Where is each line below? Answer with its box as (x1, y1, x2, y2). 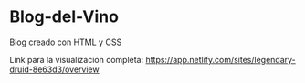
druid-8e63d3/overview (9, 64, 100, 75)
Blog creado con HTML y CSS (9, 36, 122, 47)
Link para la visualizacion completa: (9, 54, 144, 65)
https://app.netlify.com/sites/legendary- (145, 54, 297, 65)
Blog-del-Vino (9, 6, 119, 27)
